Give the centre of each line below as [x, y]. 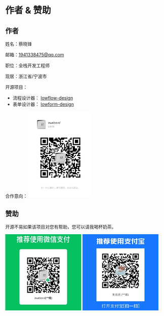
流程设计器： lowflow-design [43, 98]
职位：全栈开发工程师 [27, 66]
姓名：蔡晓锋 [18, 44]
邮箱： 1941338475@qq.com [35, 55]
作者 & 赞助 [28, 10]
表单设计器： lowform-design [43, 104]
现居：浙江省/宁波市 [26, 76]
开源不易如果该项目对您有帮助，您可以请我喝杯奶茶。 [61, 227]
